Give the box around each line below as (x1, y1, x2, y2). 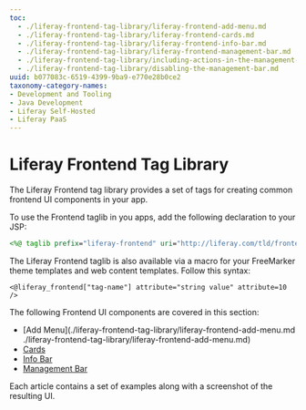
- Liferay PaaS (9, 115, 67, 124)
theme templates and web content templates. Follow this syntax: (9, 265, 250, 276)
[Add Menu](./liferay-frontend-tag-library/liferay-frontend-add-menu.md (22, 324, 296, 335)
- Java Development (9, 97, 84, 108)
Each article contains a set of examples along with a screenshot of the (9, 380, 273, 392)
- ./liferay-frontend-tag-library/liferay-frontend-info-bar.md (17, 38, 267, 48)
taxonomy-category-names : (9, 81, 107, 90)
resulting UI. (9, 390, 56, 401)
